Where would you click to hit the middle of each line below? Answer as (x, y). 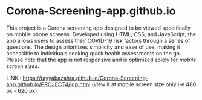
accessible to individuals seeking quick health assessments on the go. (94, 53)
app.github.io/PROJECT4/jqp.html (48, 84)
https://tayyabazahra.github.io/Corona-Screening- (85, 78)
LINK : (14, 78)
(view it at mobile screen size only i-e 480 (144, 84)
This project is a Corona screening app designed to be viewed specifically (99, 28)
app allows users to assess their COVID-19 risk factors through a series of (98, 40)
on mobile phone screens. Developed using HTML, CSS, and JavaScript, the (101, 34)
